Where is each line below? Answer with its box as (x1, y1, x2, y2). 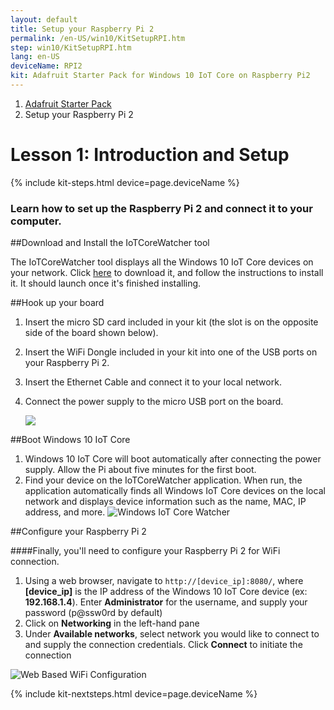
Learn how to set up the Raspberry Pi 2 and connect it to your (10, 201, 313, 215)
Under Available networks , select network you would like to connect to (24, 628, 320, 640)
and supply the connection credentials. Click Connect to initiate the (24, 639, 303, 651)
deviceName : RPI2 (10, 61, 83, 71)
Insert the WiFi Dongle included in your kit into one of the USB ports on (24, 346, 318, 358)
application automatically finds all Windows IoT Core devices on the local (24, 485, 326, 497)
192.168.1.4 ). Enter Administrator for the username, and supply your (24, 596, 308, 608)
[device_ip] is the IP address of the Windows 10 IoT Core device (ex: (24, 586, 308, 598)
